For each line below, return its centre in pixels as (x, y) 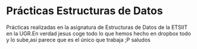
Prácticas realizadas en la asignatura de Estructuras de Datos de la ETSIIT (97, 27)
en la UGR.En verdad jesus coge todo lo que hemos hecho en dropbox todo (99, 33)
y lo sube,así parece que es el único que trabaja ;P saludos (78, 40)
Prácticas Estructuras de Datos (85, 11)
